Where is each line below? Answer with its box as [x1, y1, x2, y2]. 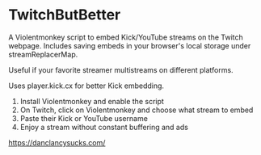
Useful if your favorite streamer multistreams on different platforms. [8, 65, 234, 74]
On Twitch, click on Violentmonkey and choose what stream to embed [19, 105, 254, 115]
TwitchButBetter [8, 6, 121, 24]
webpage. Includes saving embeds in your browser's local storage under [8, 40, 251, 50]
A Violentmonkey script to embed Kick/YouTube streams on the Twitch [8, 32, 244, 42]
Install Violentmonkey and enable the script [19, 96, 164, 106]
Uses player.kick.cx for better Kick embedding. [8, 81, 164, 90]
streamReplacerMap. [8, 49, 78, 59]
